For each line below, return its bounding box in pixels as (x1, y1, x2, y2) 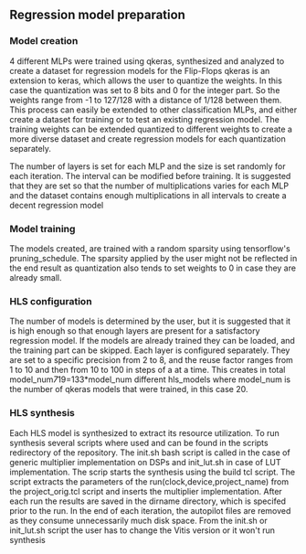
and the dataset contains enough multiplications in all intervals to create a (9, 189, 287, 200)
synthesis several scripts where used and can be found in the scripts (9, 437, 269, 448)
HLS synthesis (9, 407, 75, 420)
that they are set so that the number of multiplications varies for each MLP (9, 180, 290, 191)
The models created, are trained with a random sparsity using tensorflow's (9, 242, 290, 254)
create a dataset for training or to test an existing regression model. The (9, 113, 280, 124)
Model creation (9, 35, 79, 48)
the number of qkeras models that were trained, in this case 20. (9, 384, 248, 395)
